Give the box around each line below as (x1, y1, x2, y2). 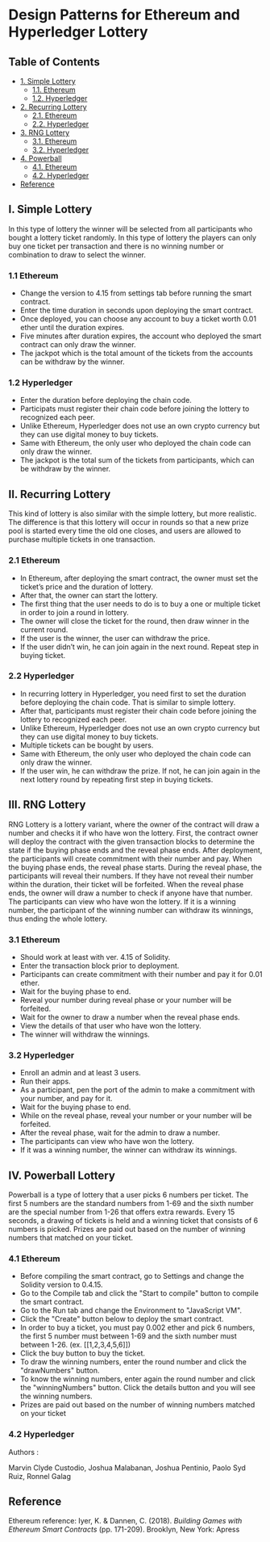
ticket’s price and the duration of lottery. (19, 581, 153, 591)
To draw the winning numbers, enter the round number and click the (19, 1357, 247, 1367)
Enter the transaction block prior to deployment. (19, 961, 180, 970)
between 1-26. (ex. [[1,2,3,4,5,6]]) (19, 1340, 131, 1350)
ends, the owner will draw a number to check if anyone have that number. (8, 888, 253, 898)
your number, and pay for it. (19, 1094, 113, 1104)
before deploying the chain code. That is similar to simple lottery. (19, 697, 236, 707)
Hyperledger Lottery (8, 23, 148, 41)
